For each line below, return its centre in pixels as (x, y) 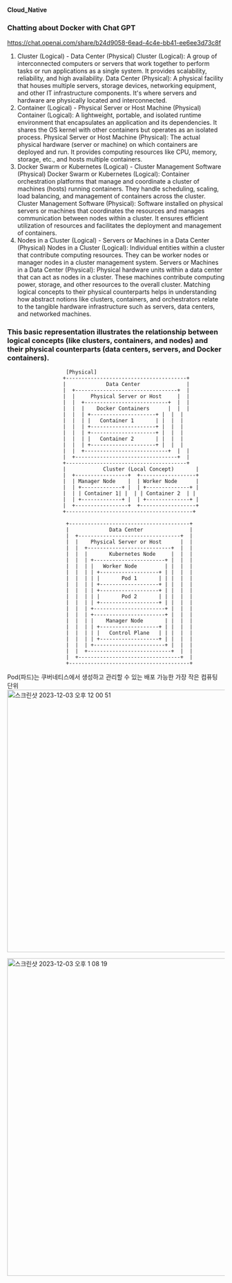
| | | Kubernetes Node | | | (129, 555)
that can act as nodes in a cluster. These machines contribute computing (121, 277)
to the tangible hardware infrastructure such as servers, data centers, (116, 306)
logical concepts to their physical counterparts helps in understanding (117, 292)
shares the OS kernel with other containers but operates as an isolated (117, 130)
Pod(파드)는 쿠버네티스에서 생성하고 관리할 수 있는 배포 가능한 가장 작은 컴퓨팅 (113, 677)
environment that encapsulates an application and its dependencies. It (117, 122)
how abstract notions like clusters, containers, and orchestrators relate (118, 299)
